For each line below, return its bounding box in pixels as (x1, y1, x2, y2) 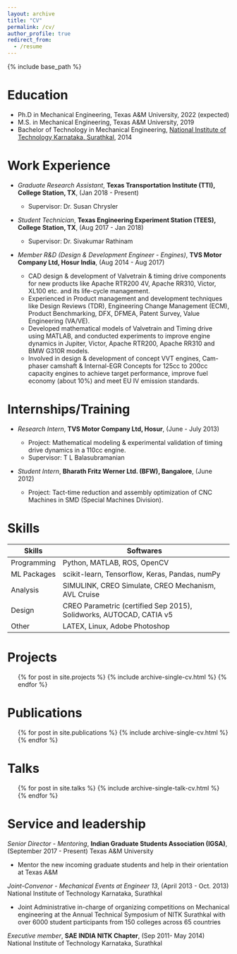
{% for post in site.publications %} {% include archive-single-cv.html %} (17, 728, 229, 737)
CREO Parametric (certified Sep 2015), (62, 601, 193, 611)
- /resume (13, 43, 42, 50)
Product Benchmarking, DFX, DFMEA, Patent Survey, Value (28, 309, 200, 317)
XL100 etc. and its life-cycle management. (28, 286, 150, 295)
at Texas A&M (17, 868, 59, 876)
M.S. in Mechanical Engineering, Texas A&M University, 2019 (17, 118, 195, 126)
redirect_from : (7, 37, 52, 44)
